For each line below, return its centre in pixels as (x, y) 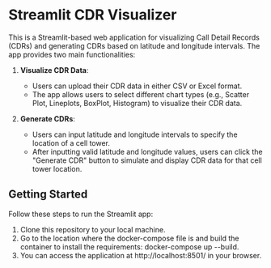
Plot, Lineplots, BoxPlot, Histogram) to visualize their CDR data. (137, 103)
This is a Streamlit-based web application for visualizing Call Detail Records (134, 37)
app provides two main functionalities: (72, 54)
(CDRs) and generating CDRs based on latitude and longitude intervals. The (134, 45)
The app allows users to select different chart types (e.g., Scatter (140, 94)
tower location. (57, 168)
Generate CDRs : (47, 118)
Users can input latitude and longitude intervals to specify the (135, 134)
